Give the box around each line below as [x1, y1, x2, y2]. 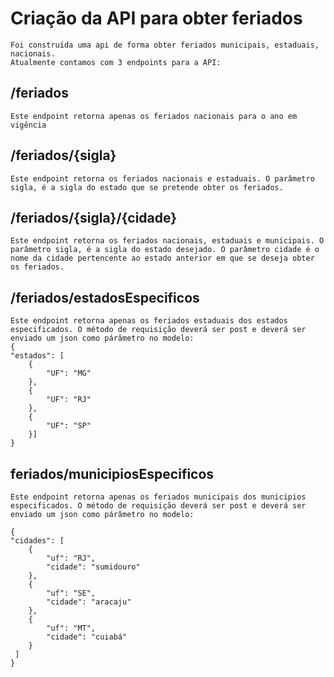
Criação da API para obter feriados [10, 7, 303, 30]
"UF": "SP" [46, 421, 92, 431]
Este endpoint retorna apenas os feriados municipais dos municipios [10, 492, 307, 502]
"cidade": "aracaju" [46, 597, 132, 607]
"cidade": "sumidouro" [46, 562, 141, 572]
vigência [10, 120, 47, 130]
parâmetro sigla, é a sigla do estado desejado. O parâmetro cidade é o [10, 245, 320, 255]
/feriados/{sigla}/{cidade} [10, 209, 178, 226]
